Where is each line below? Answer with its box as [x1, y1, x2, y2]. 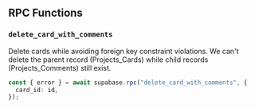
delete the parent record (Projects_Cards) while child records [8, 55, 209, 64]
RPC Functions [8, 6, 84, 20]
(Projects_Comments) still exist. [8, 63, 112, 72]
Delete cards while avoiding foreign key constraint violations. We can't [8, 46, 239, 56]
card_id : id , [15, 86, 59, 94]
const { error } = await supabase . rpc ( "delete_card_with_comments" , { [8, 79, 248, 87]
